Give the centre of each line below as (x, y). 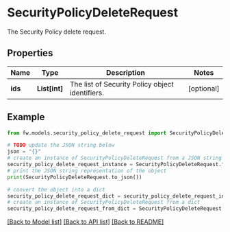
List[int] (50, 89)
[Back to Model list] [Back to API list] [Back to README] (86, 222)
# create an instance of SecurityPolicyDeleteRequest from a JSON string (115, 158)
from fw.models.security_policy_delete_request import (87, 133)
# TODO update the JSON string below (61, 146)
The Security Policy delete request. (56, 32)
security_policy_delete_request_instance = (70, 165)
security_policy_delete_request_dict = (64, 196)
